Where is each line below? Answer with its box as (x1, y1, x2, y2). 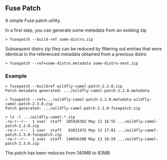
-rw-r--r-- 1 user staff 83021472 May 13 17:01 (5, 128, 116, 133)
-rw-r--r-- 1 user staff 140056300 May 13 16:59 (5, 137, 116, 142)
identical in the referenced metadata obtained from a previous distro (5, 51, 147, 57)
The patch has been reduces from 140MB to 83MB (5, 150, 110, 156)
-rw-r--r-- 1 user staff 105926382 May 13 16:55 (5, 119, 116, 124)
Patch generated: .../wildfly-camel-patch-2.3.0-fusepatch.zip (5, 106, 141, 111)
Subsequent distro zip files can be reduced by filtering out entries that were (5, 45, 162, 52)
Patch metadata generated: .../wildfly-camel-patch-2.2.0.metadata (5, 88, 150, 94)
